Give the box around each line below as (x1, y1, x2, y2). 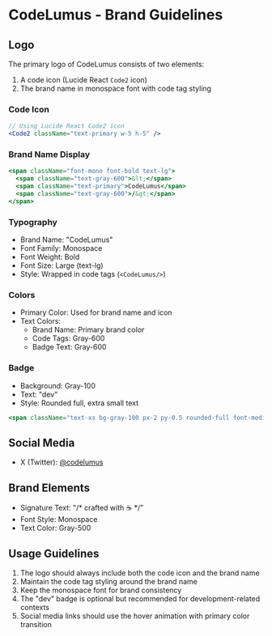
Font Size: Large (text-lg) (19, 261, 104, 270)
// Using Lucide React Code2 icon (8, 122, 125, 130)
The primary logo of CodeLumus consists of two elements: (8, 59, 205, 69)
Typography (8, 216, 58, 227)
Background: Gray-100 (19, 380, 96, 390)
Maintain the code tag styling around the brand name (19, 576, 198, 586)
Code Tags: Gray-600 (32, 333, 105, 343)
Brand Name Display (8, 148, 91, 159)
